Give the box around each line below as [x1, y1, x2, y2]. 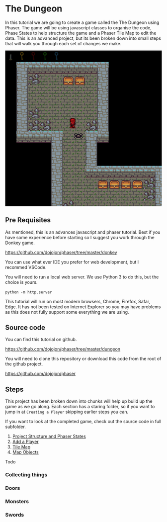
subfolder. [5, 424, 26, 430]
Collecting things [5, 471, 48, 478]
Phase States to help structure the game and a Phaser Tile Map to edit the [5, 30, 157, 36]
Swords [5, 511, 24, 518]
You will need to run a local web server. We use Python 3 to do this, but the [5, 274, 159, 280]
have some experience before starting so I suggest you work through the [5, 234, 155, 240]
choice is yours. [5, 279, 38, 285]
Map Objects [12, 449, 39, 455]
